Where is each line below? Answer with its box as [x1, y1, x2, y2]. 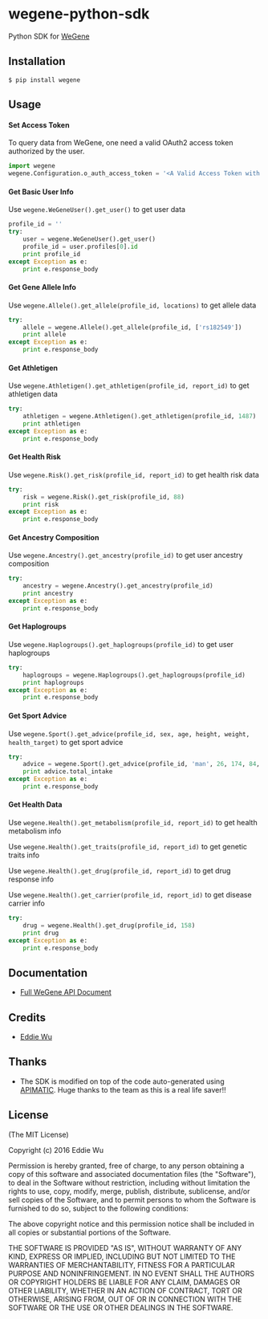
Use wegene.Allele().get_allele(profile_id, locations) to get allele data [8, 300, 257, 310]
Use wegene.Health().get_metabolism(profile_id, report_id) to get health [8, 818, 258, 828]
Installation [8, 55, 66, 68]
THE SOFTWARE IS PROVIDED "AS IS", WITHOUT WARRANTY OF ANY [8, 1243, 242, 1252]
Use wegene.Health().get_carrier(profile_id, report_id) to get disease [8, 890, 252, 900]
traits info [8, 850, 40, 860]
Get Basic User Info [8, 186, 74, 197]
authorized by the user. [8, 146, 85, 157]
